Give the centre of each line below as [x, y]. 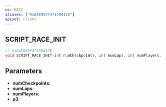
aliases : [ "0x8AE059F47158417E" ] [40, 14]
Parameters [24, 71]
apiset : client [21, 19]
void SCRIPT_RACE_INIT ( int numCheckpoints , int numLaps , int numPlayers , [83, 55]
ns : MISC [14, 10]
